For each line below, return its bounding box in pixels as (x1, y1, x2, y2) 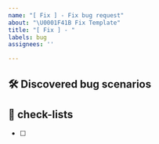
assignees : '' (8, 41, 55, 49)
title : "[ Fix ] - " (8, 26, 76, 34)
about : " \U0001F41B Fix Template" (8, 19, 121, 27)
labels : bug (8, 33, 47, 41)
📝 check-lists (8, 107, 74, 121)
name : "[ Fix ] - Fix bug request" (8, 11, 125, 20)
